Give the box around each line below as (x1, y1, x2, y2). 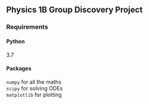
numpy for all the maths (6, 78, 62, 85)
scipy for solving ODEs (6, 84, 63, 92)
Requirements (6, 23, 49, 31)
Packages (6, 65, 32, 72)
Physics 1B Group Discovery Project (6, 5, 143, 15)
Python (6, 37, 25, 44)
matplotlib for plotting (6, 91, 62, 98)
